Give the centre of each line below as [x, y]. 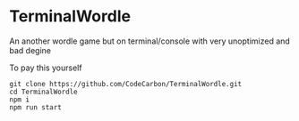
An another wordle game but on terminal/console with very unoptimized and [150, 41]
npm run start [36, 107]
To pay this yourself [46, 68]
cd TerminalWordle [43, 92]
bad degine [30, 50]
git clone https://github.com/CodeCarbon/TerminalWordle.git [126, 84]
